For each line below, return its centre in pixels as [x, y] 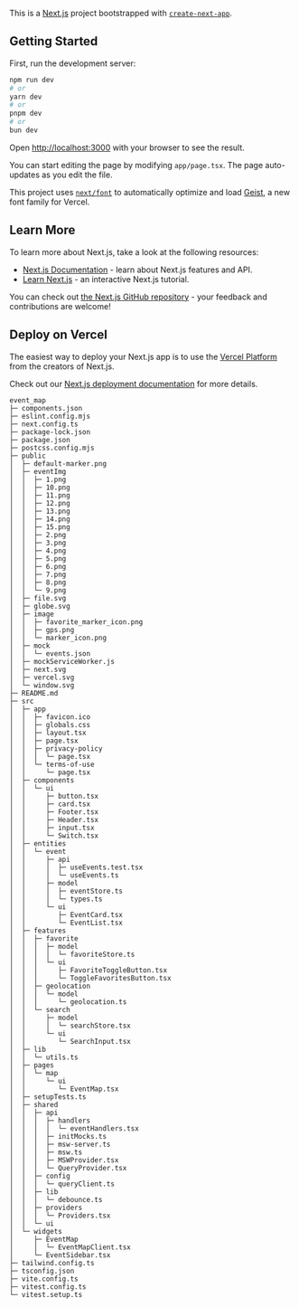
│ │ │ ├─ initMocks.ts [58, 1136]
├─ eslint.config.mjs [50, 416]
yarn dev [26, 97]
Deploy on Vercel [59, 335]
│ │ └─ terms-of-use [52, 764]
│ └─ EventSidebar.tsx [60, 1255]
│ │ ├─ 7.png [38, 574]
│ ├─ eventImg [38, 471]
